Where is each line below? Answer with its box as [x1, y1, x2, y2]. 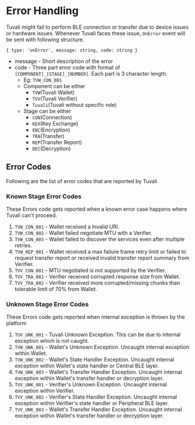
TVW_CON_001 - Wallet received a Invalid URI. [14, 223, 120, 230]
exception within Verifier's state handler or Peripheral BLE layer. [14, 400, 169, 407]
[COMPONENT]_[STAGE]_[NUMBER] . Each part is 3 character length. [14, 70, 167, 77]
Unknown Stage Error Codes [6, 300, 89, 308]
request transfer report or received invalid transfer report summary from [14, 254, 190, 262]
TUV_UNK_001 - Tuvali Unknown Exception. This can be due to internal [14, 331, 181, 338]
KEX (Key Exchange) [32, 120, 79, 127]
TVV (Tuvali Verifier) [32, 95, 78, 102]
